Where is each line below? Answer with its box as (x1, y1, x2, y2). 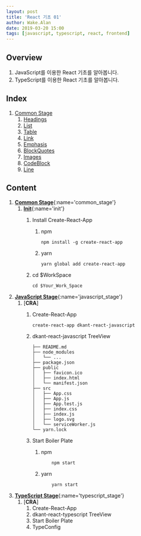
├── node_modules (32, 349, 75, 355)
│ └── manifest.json (32, 380, 88, 386)
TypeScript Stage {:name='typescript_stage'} (14, 492, 125, 499)
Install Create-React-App (32, 216, 93, 223)
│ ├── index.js (32, 411, 75, 417)
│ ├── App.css (32, 390, 72, 396)
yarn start (51, 482, 78, 488)
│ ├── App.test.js (32, 401, 83, 407)
